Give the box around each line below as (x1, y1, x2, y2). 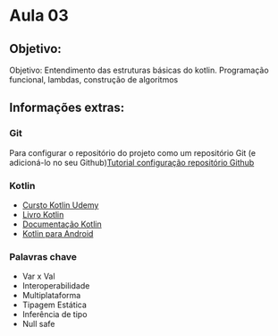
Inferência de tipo (21, 309, 88, 320)
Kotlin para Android (21, 228, 94, 238)
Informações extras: (9, 100, 125, 116)
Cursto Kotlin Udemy (21, 199, 99, 211)
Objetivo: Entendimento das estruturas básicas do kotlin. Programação (9, 65, 270, 75)
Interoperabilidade (21, 280, 90, 291)
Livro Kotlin (21, 209, 64, 220)
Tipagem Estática (21, 299, 88, 310)
